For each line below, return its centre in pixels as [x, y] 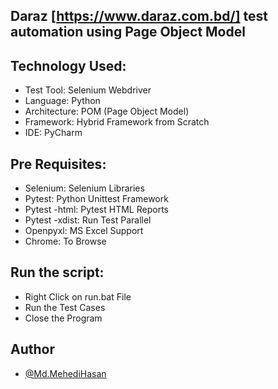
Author [32, 349]
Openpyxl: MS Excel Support [84, 231]
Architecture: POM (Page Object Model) [107, 111]
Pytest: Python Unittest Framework [96, 199]
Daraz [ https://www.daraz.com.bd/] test [139, 16]
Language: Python [62, 101]
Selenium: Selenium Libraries [84, 188]
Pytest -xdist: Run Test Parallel [88, 220]
